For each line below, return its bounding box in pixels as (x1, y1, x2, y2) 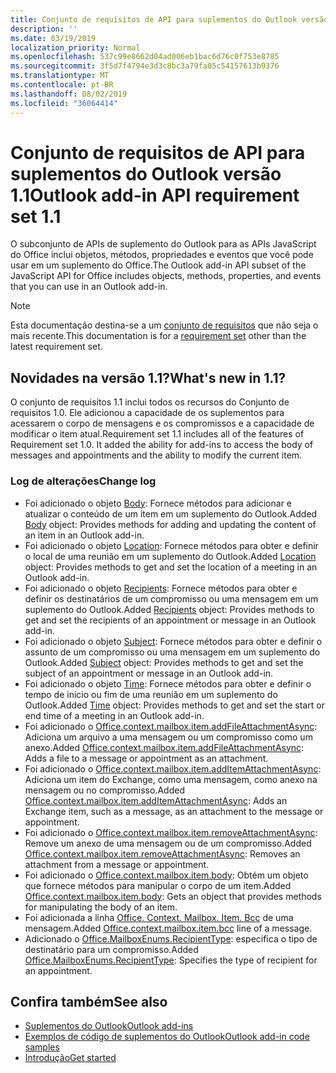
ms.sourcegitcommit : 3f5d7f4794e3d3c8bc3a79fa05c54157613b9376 (10, 61, 280, 71)
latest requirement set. (10, 341, 103, 353)
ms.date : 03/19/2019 (10, 33, 97, 43)
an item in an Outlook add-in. (24, 529, 145, 541)
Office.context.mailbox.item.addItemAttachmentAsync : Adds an (24, 794, 288, 806)
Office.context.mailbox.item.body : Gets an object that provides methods (24, 890, 322, 902)
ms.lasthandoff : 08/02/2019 (10, 89, 128, 99)
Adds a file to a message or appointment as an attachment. (24, 752, 269, 764)
